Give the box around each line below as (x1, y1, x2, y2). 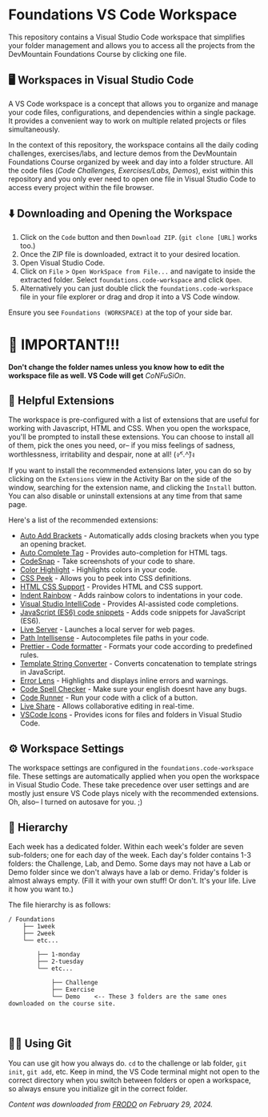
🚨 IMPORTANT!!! (8, 335, 120, 354)
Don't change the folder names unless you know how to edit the (8, 362, 225, 372)
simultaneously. (8, 124, 60, 134)
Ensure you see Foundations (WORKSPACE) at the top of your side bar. (8, 307, 234, 317)
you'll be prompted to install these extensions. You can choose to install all (8, 432, 254, 442)
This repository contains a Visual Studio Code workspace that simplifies (8, 32, 246, 42)
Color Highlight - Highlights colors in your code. (19, 565, 178, 575)
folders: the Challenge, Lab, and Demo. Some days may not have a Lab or (8, 859, 251, 868)
